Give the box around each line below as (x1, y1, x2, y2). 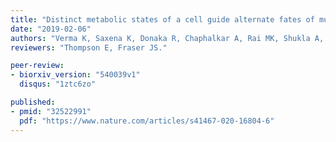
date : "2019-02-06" (10, 24, 92, 34)
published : (10, 97, 56, 107)
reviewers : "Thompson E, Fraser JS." (10, 42, 168, 53)
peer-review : (10, 61, 65, 71)
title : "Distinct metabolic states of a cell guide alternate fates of (10, 14, 315, 25)
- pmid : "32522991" (10, 106, 92, 116)
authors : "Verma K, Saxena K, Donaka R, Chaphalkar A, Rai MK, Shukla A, (10, 33, 325, 43)
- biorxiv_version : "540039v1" (10, 70, 141, 80)
